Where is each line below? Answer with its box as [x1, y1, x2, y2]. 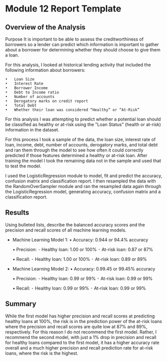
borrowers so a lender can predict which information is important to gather [5, 41, 159, 47]
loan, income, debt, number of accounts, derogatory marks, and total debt [5, 142, 158, 147]
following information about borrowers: [5, 67, 86, 73]
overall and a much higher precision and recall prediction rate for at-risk [5, 344, 153, 350]
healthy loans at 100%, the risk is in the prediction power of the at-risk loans [5, 318, 162, 324]
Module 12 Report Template [5, 3, 121, 14]
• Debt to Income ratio [5, 90, 59, 95]
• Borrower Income [5, 85, 48, 90]
